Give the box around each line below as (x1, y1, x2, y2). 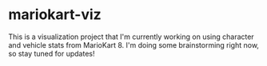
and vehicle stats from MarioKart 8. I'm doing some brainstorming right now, (8, 40, 260, 49)
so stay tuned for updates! (8, 49, 95, 58)
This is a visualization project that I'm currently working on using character (8, 32, 254, 41)
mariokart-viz (8, 6, 102, 24)
